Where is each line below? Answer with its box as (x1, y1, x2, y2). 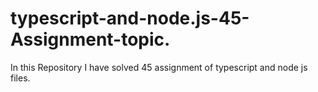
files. (10, 72, 31, 84)
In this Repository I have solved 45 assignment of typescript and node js (10, 61, 308, 73)
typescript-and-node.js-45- (10, 7, 250, 30)
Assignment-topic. (10, 28, 171, 51)
